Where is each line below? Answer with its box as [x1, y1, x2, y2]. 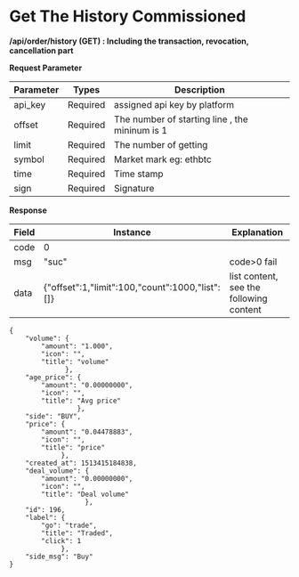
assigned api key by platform [114, 98, 235, 110]
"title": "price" [41, 443, 105, 451]
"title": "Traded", [41, 528, 114, 538]
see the [229, 280, 261, 293]
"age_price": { [25, 372, 82, 382]
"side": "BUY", [25, 411, 82, 420]
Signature [114, 182, 155, 194]
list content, [229, 270, 279, 282]
